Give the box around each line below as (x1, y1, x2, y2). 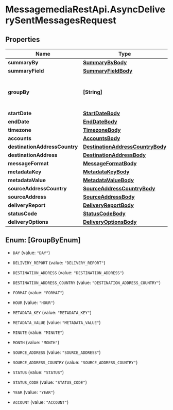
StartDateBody (83, 110, 120, 117)
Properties (5, 35, 40, 44)
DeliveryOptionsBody (83, 219, 137, 225)
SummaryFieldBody (83, 67, 133, 74)
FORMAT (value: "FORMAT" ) (12, 289, 64, 295)
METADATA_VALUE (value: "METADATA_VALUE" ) (12, 319, 101, 325)
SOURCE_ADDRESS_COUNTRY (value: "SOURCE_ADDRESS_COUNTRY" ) (12, 359, 138, 365)
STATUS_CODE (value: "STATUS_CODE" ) (12, 379, 88, 385)
